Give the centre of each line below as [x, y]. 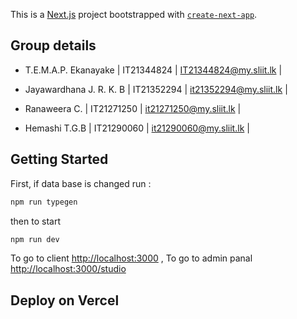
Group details [53, 45]
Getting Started [59, 159]
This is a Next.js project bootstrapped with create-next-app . [134, 14]
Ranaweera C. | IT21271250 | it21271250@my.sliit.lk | [133, 108]
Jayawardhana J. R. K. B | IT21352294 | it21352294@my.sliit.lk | [156, 89]
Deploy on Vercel [65, 300]
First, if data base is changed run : [81, 183]
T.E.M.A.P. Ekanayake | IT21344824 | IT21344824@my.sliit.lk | [153, 70]
